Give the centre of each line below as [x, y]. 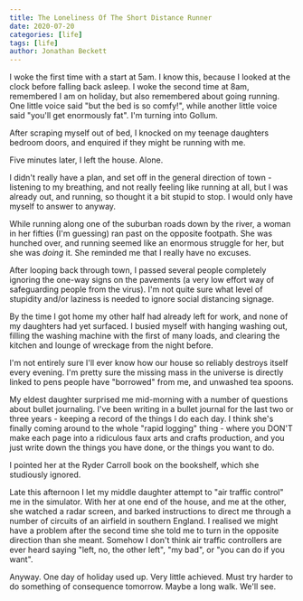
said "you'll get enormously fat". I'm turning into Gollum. [114, 116]
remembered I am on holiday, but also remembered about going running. [145, 97]
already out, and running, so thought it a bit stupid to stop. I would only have [151, 197]
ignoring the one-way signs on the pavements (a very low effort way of [142, 280]
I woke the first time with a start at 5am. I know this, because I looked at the [150, 77]
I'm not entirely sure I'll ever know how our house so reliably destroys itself [149, 363]
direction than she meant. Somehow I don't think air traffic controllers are [146, 540]
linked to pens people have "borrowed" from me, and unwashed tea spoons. [151, 382]
